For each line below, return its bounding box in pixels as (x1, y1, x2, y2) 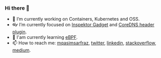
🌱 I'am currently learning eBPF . (12, 34, 78, 40)
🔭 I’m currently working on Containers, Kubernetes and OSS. (12, 16, 140, 22)
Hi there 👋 (5, 5, 30, 12)
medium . (12, 47, 31, 53)
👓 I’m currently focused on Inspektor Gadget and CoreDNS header (12, 22, 154, 28)
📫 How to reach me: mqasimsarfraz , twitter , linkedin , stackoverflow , (12, 40, 156, 46)
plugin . (12, 29, 27, 35)
